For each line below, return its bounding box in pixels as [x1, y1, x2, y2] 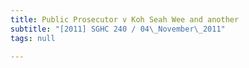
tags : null [10, 33, 56, 43]
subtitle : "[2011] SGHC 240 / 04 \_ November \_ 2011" [10, 24, 226, 34]
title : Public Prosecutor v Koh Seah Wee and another [10, 14, 240, 25]
